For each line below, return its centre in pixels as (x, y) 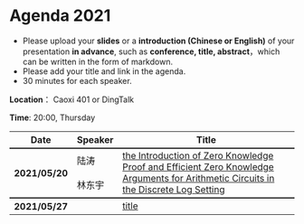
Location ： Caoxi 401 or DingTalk (72, 99)
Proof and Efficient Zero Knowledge (198, 166)
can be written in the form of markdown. (98, 61)
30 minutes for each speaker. (77, 80)
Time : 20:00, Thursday (52, 117)
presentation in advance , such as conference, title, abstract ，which (151, 51)
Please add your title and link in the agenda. (104, 71)
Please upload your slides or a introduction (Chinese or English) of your (158, 41)
